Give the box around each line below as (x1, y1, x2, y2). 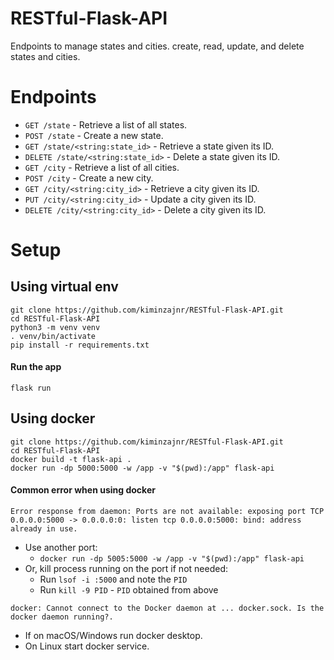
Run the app (10, 361, 62, 373)
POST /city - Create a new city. (24, 172, 154, 184)
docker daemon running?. (10, 612, 114, 622)
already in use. (10, 524, 78, 534)
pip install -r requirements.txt (10, 340, 150, 350)
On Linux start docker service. (24, 640, 150, 652)
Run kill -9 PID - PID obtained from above (39, 584, 219, 596)
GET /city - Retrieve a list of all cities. (24, 161, 180, 173)
